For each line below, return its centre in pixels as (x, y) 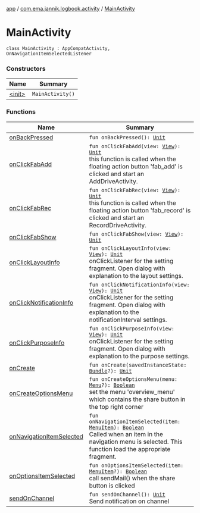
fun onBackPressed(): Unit (127, 137)
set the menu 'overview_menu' (132, 392)
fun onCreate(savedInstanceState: (138, 365)
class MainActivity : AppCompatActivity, (58, 48)
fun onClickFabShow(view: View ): (136, 234)
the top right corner (116, 406)
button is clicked (112, 486)
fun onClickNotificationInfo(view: (139, 284)
